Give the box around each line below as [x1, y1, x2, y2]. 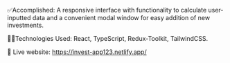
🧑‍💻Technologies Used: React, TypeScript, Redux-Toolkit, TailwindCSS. [7, 35, 209, 42]
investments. [7, 21, 44, 29]
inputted [7, 14, 31, 21]
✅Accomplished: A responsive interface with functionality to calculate [7, 6, 207, 14]
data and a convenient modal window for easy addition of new [32, 14, 210, 21]
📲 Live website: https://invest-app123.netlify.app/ [7, 48, 147, 56]
